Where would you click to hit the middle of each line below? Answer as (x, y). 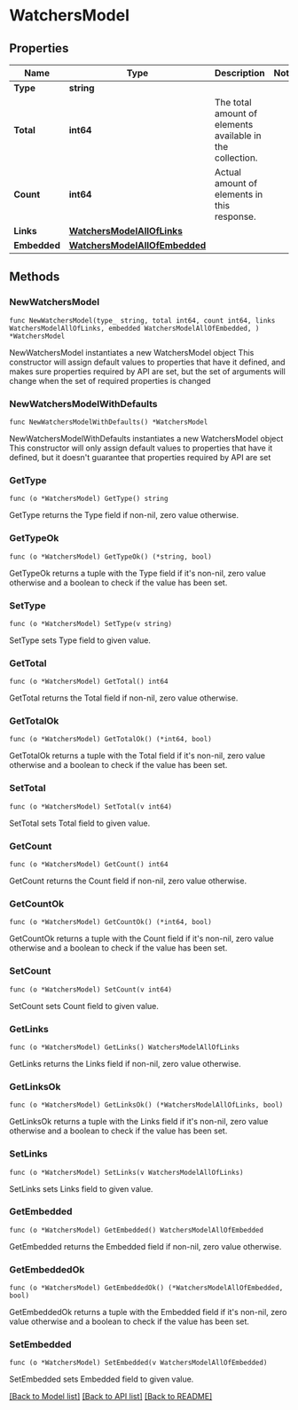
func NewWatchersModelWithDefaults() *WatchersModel (109, 422)
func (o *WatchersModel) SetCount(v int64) (91, 990)
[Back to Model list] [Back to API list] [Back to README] (111, 1397)
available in (238, 136)
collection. (236, 158)
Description (239, 73)
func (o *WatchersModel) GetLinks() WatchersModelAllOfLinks (125, 1047)
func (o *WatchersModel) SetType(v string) (91, 623)
